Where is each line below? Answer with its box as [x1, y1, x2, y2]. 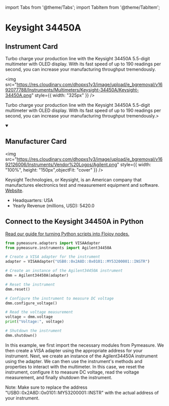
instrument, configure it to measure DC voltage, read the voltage [5, 369, 140, 375]
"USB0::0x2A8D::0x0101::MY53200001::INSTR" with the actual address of [5, 389, 159, 395]
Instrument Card [5, 42, 58, 51]
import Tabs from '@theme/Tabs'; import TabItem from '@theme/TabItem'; [5, 5, 160, 10]
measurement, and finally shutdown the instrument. [5, 374, 112, 380]
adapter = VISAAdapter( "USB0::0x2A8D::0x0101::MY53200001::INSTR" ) [5, 259, 150, 264]
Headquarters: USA [12, 197, 53, 203]
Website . [5, 187, 24, 193]
